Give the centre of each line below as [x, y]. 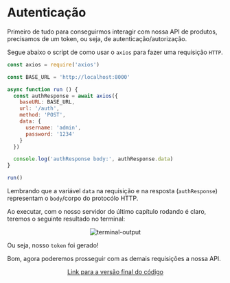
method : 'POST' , [43, 115]
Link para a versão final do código [115, 272]
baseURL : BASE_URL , [47, 102]
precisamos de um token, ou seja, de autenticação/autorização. [97, 38]
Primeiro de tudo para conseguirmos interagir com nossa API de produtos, [112, 32]
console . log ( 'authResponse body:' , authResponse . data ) [93, 159]
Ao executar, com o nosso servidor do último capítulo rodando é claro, [107, 212]
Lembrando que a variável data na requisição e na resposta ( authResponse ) [113, 191]
